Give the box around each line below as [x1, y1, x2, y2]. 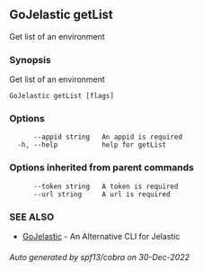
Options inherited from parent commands [9, 161, 195, 174]
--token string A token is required [32, 182, 179, 191]
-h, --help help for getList [17, 140, 167, 149]
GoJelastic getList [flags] [9, 92, 115, 101]
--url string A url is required [32, 189, 171, 199]
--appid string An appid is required [32, 132, 182, 142]
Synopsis [9, 53, 51, 66]
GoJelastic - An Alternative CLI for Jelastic [22, 231, 181, 241]
